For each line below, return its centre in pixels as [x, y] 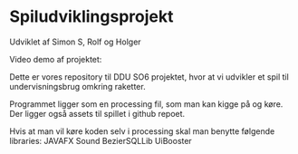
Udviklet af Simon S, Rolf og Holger [76, 42]
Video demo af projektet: [56, 59]
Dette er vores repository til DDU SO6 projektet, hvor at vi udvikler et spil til [149, 77]
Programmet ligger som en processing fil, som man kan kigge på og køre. [146, 104]
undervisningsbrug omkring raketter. [78, 86]
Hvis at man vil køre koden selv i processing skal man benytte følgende [142, 131]
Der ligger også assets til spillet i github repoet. [97, 113]
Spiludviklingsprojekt [91, 17]
